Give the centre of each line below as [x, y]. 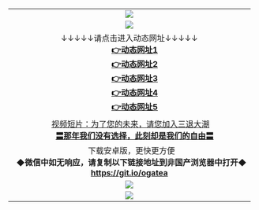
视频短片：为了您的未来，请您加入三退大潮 [130, 124]
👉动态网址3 [135, 78]
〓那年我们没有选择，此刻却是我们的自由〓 [135, 136]
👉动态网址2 [135, 64]
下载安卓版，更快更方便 [131, 151]
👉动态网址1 [135, 50]
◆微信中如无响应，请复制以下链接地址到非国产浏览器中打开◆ [131, 162]
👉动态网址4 [135, 92]
